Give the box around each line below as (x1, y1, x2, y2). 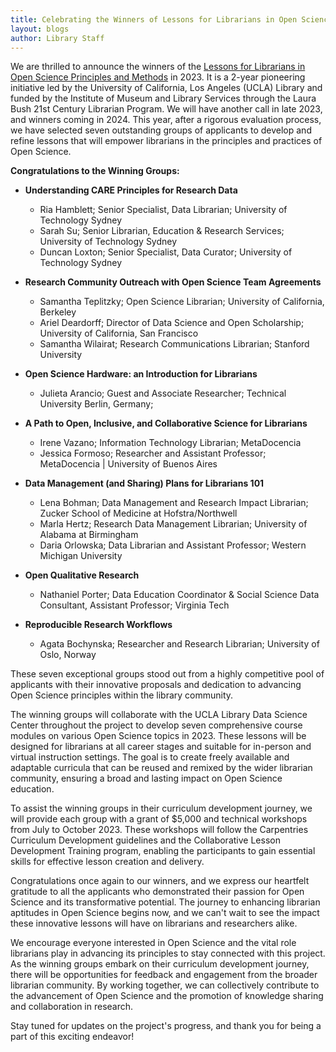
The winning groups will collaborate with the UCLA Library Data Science (10, 709, 308, 721)
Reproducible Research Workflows (24, 619, 173, 631)
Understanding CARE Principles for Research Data (24, 184, 238, 196)
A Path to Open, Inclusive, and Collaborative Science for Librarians (24, 417, 308, 430)
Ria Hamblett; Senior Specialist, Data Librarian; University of (39, 204, 288, 216)
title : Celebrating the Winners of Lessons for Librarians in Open (10, 14, 298, 25)
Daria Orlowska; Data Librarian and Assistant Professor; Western (39, 539, 307, 551)
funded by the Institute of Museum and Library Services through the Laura (10, 92, 317, 105)
